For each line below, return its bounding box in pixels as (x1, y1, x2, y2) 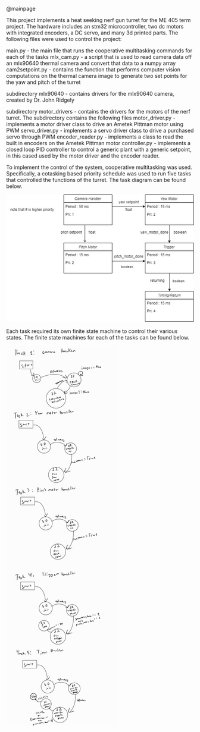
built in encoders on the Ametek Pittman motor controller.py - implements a (6, 140, 191, 146)
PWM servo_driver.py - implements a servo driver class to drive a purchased (6, 127, 194, 134)
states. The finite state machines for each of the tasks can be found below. (6, 334, 190, 341)
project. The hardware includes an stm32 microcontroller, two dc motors (6, 23, 184, 30)
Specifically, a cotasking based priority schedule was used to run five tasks (6, 170, 192, 177)
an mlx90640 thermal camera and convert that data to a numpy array (6, 59, 176, 67)
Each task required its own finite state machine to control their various (6, 327, 178, 335)
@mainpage (6, 5, 36, 12)
